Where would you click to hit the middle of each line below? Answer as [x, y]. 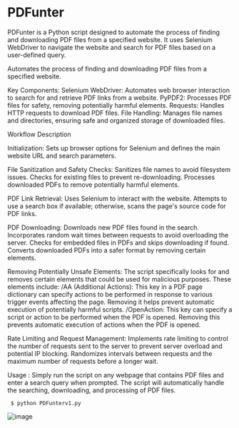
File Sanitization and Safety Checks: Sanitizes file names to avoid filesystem [119, 169]
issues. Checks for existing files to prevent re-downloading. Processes [111, 177]
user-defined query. [37, 55]
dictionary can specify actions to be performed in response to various [110, 294]
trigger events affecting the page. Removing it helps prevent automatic [111, 302]
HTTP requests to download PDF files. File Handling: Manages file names [115, 113]
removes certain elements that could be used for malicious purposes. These [119, 279]
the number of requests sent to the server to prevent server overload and [115, 346]
